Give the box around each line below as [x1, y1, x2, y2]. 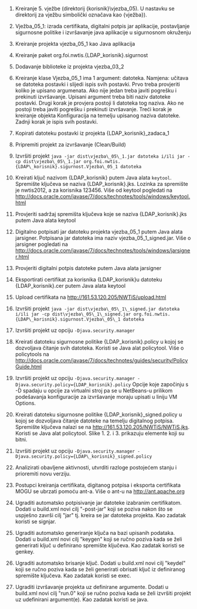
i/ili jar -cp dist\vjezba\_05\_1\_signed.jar [15, 311, 131, 317]
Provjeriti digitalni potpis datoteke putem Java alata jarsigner [15, 265, 162, 271]
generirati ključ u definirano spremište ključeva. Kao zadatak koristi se [15, 542, 185, 549]
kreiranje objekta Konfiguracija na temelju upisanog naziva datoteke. [15, 112, 181, 119]
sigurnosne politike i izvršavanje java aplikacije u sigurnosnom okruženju [15, 29, 191, 36]
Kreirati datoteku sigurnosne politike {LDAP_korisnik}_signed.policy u [15, 411, 182, 418]
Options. [15, 400, 36, 407]
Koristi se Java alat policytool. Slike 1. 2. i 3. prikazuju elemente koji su [15, 430, 185, 437]
